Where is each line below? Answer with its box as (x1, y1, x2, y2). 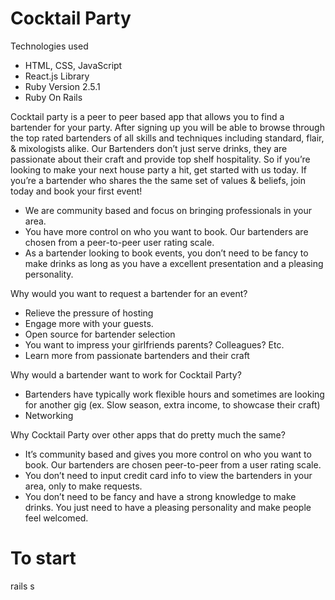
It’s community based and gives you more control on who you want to (24, 448, 312, 460)
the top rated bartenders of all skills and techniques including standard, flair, (10, 132, 325, 144)
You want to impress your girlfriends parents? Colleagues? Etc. (24, 338, 285, 351)
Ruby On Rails (24, 91, 83, 103)
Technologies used (10, 40, 89, 52)
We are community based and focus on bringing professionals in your (24, 204, 313, 216)
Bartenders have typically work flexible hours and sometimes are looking (24, 388, 325, 400)
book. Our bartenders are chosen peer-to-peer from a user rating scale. (24, 458, 322, 471)
